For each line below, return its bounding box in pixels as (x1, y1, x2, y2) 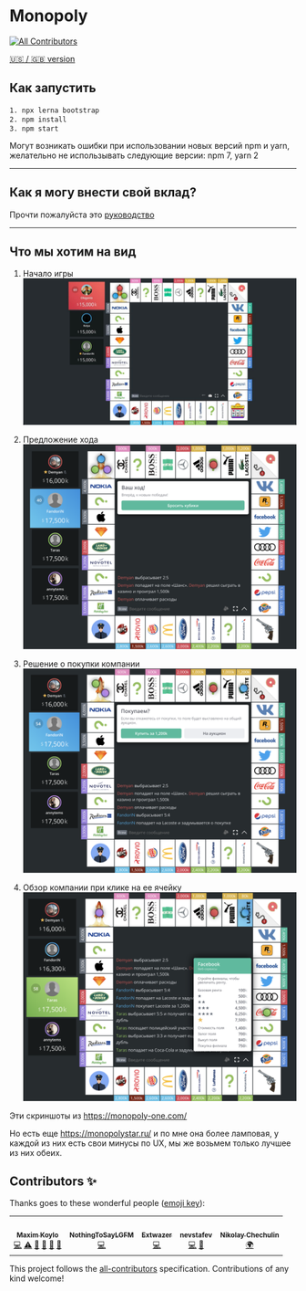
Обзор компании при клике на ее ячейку (22, 882, 182, 893)
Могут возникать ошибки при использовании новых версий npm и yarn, (9, 140, 290, 151)
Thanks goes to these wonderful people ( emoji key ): (9, 1198, 206, 1209)
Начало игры (22, 268, 74, 279)
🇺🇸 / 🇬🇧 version (9, 53, 76, 64)
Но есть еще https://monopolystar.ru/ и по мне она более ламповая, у (9, 1128, 280, 1139)
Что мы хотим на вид (9, 244, 137, 259)
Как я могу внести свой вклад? (9, 184, 198, 201)
